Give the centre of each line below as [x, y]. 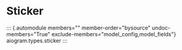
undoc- [161, 28]
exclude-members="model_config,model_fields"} [114, 34]
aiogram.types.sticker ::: [37, 40]
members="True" [28, 34]
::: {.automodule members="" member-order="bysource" [78, 28]
